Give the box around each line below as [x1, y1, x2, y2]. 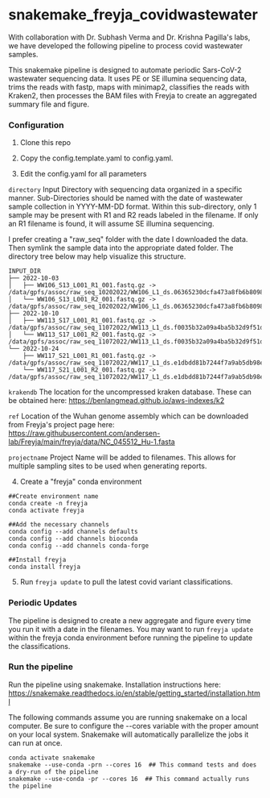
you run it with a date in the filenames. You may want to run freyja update [8, 624, 254, 634]
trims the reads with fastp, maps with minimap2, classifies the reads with [8, 82, 250, 92]
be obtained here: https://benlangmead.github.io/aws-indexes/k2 [8, 396, 225, 405]
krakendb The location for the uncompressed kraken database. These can [8, 387, 252, 397]
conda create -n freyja [8, 500, 88, 508]
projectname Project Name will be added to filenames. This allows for [8, 453, 236, 463]
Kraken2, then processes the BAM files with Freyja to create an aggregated [8, 90, 257, 100]
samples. [8, 49, 39, 59]
